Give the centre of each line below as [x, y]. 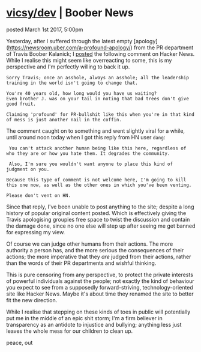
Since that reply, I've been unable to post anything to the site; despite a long [100, 207]
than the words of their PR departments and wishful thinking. [81, 263]
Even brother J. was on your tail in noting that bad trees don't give [97, 99]
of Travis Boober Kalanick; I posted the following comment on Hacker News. [100, 53]
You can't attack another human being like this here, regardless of [97, 148]
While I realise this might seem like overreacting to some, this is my [89, 60]
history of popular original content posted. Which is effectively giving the [96, 213]
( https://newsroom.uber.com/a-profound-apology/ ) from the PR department [100, 47]
